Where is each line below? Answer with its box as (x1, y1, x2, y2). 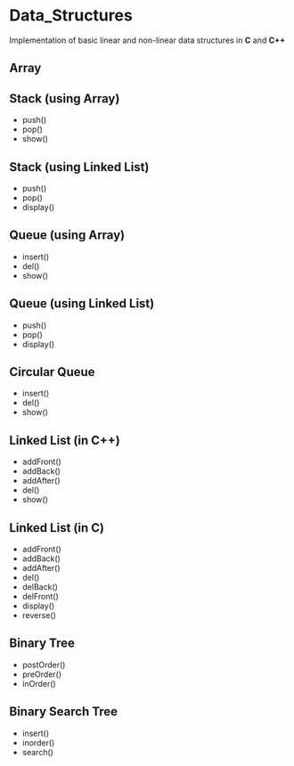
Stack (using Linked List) (9, 159, 150, 175)
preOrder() (21, 669, 62, 680)
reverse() (21, 610, 56, 621)
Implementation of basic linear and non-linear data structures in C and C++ (9, 35, 286, 45)
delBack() (21, 582, 58, 592)
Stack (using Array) (9, 91, 120, 106)
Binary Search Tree (9, 705, 118, 720)
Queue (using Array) (9, 228, 126, 243)
